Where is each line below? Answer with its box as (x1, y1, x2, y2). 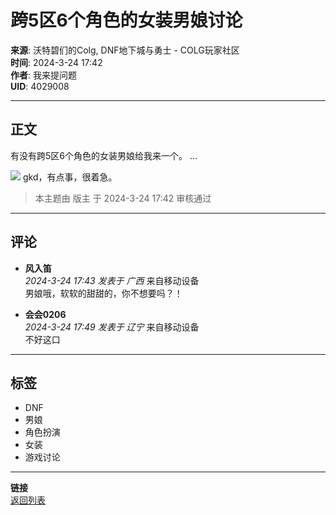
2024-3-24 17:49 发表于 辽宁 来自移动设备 (24, 321, 200, 333)
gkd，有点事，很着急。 (22, 171, 118, 183)
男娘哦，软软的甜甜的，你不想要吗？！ (24, 287, 183, 299)
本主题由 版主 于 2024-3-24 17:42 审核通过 (34, 192, 212, 204)
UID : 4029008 (10, 80, 70, 92)
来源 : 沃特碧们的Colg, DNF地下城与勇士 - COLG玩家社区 (10, 44, 240, 56)
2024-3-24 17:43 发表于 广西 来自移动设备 (24, 274, 200, 286)
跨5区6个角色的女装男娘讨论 (10, 9, 243, 32)
